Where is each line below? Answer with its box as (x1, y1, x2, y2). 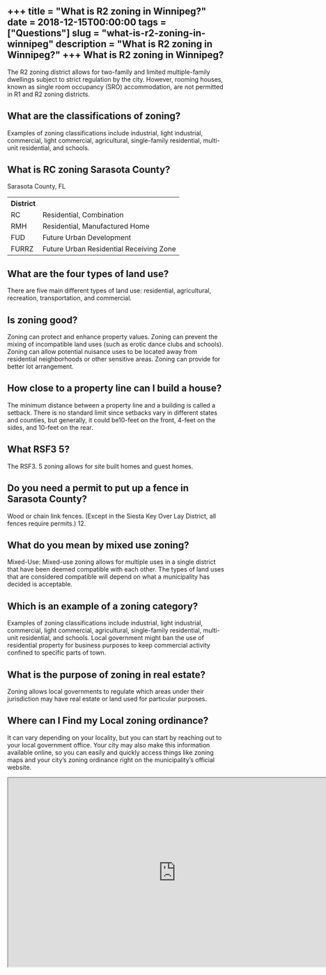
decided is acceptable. (7, 580, 73, 588)
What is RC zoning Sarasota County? (7, 164, 171, 176)
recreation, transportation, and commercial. (7, 294, 132, 302)
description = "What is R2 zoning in (55, 38, 212, 50)
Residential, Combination (42, 210, 124, 220)
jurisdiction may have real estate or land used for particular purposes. (7, 694, 208, 703)
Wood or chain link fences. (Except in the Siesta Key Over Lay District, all (7, 512, 217, 520)
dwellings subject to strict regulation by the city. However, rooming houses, (7, 75, 224, 83)
